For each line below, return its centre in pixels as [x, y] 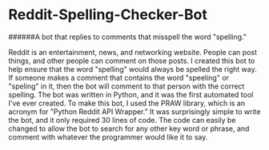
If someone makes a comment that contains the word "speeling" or [119, 77]
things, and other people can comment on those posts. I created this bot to [132, 61]
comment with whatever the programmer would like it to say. [108, 136]
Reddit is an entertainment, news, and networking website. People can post [133, 52]
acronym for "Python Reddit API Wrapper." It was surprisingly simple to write [134, 111]
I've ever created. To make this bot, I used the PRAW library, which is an [127, 103]
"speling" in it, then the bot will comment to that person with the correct [126, 86]
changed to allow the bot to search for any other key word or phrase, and [129, 128]
